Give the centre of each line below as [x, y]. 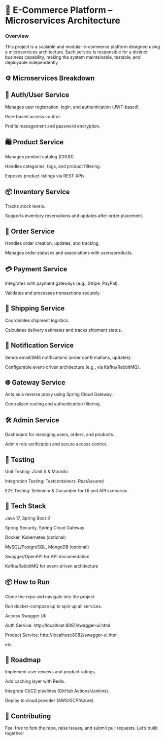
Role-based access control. [33, 116]
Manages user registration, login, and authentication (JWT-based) [72, 107]
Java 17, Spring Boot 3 [28, 518]
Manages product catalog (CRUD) [39, 156]
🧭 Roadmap [23, 660]
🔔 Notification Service [39, 346]
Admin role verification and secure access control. [56, 444]
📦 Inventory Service [37, 192]
